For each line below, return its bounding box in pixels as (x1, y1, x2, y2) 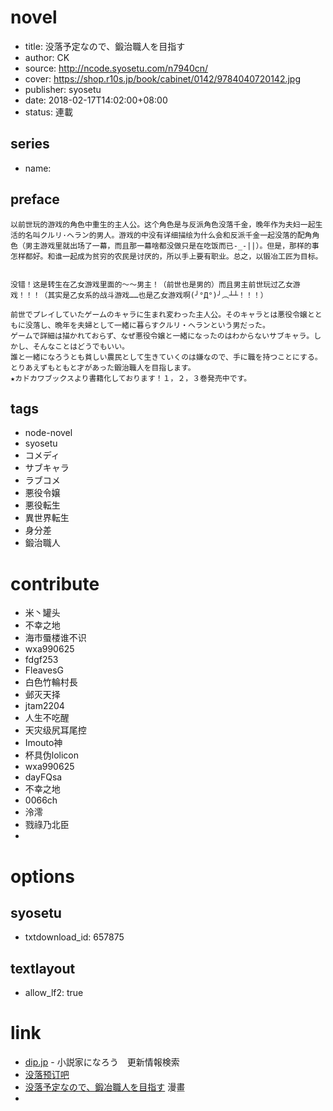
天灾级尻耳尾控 (24, 724, 87, 736)
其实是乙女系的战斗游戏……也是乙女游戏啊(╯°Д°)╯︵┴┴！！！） (47, 290, 268, 300)
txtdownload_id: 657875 (24, 931, 125, 943)
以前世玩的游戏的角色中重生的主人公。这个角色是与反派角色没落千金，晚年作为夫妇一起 (10, 219, 316, 230)
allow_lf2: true (24, 987, 84, 999)
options (10, 865, 75, 888)
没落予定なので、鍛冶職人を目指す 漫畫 (24, 1081, 186, 1093)
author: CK (24, 51, 70, 63)
